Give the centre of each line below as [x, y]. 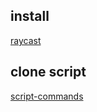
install [30, 16]
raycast [26, 40]
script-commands [47, 96]
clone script [48, 72]
